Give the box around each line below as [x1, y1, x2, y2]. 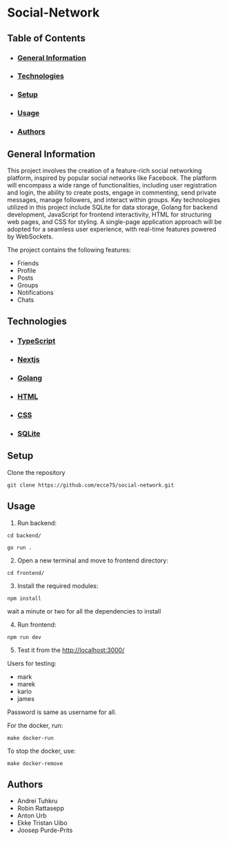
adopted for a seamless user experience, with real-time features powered [7, 225, 217, 233]
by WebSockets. [7, 232, 54, 241]
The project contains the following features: [7, 246, 131, 254]
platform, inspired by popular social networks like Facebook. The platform [7, 174, 217, 182]
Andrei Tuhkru [17, 797, 58, 805]
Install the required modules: [17, 581, 99, 590]
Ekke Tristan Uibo [17, 819, 68, 827]
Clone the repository [7, 468, 66, 476]
